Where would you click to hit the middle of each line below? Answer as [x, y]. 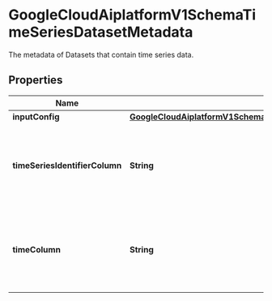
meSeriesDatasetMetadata [101, 32]
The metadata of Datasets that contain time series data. [101, 54]
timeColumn [36, 249]
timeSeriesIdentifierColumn [67, 166]
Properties [36, 80]
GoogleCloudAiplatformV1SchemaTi [132, 15]
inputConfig [36, 117]
